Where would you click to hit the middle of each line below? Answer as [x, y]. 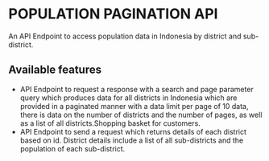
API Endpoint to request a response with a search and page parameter [137, 89]
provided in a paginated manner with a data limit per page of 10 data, [134, 106]
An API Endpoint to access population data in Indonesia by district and [125, 36]
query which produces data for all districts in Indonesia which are [128, 98]
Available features [55, 70]
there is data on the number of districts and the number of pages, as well [141, 115]
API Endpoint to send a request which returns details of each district [133, 131]
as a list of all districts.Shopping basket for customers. [110, 123]
